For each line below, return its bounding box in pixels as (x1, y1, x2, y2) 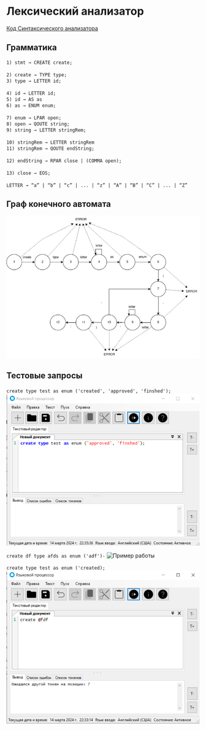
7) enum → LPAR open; (6, 115, 62, 121)
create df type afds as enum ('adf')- (6, 553, 105, 559)
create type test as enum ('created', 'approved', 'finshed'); (6, 388, 172, 394)
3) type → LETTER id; (6, 78, 62, 84)
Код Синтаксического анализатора (6, 25, 98, 32)
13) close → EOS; (6, 170, 51, 176)
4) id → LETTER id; (6, 90, 56, 96)
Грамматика (6, 42, 57, 53)
